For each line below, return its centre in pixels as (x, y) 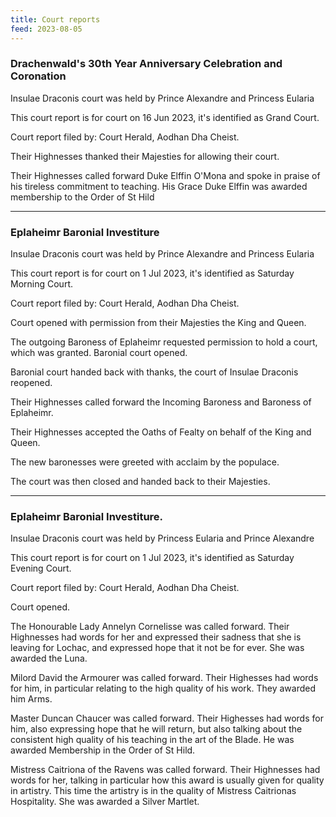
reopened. (31, 383)
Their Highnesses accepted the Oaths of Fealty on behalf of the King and (161, 432)
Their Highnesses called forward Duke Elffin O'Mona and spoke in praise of (165, 175)
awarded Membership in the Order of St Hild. (103, 750)
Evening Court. (41, 568)
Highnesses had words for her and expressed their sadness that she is (156, 637)
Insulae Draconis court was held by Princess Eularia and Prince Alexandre (162, 538)
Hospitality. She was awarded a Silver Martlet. (105, 802)
